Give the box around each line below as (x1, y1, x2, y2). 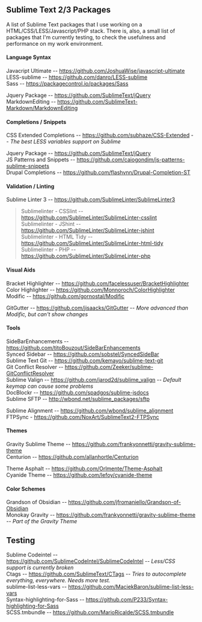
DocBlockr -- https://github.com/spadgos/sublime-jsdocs (6, 388, 149, 396)
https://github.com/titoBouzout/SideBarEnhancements (6, 344, 141, 351)
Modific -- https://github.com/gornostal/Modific (6, 292, 125, 300)
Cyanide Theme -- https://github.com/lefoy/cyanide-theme (6, 471, 153, 479)
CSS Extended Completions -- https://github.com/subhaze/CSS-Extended (6, 132, 190, 139)
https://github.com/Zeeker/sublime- (64, 363, 154, 370)
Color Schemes (6, 485, 46, 493)
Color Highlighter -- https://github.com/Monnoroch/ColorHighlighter (6, 286, 176, 293)
